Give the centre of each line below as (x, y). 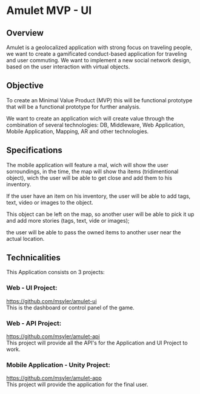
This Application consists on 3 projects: (55, 272)
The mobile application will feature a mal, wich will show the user (87, 165)
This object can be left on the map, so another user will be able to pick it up (100, 214)
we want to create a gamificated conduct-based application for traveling (97, 54)
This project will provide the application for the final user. (77, 384)
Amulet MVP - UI (49, 11)
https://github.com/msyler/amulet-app (54, 378)
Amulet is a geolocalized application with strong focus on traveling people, (99, 47)
